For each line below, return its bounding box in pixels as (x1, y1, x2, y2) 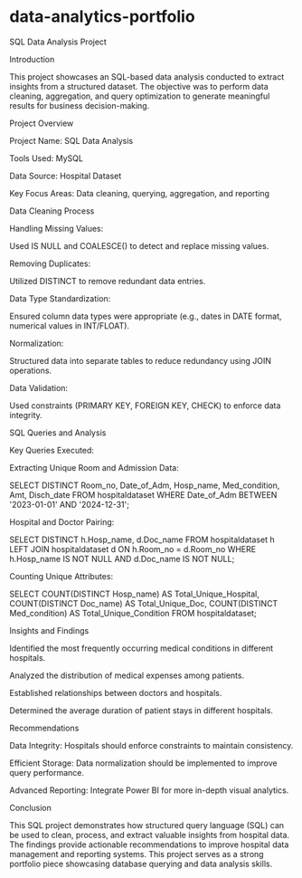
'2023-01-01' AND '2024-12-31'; (9, 499, 129, 510)
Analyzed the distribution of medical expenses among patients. (9, 670, 245, 681)
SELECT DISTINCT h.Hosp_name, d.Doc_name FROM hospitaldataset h (9, 534, 275, 545)
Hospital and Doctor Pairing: (9, 516, 115, 527)
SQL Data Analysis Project (9, 36, 107, 47)
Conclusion (9, 802, 52, 813)
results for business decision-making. (9, 100, 150, 110)
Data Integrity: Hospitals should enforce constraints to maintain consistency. (9, 740, 294, 750)
